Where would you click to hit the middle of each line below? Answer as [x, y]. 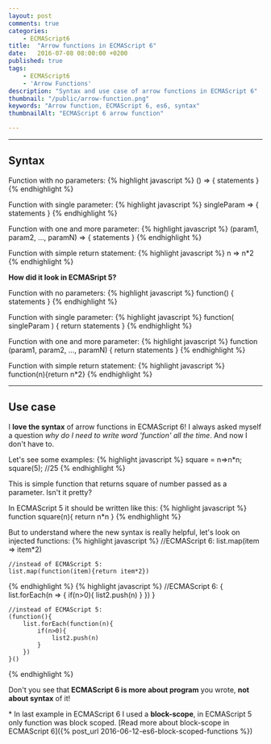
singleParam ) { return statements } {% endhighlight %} [100, 326]
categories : [28, 31]
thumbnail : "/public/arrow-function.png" [79, 99]
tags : [17, 69]
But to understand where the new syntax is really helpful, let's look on [124, 532]
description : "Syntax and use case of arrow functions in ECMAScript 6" [133, 91]
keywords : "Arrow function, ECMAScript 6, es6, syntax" [104, 106]
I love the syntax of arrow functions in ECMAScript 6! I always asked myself [135, 427]
